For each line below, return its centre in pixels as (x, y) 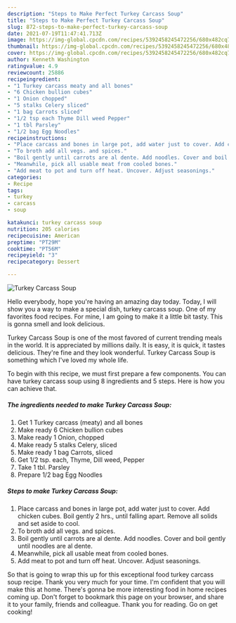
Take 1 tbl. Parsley (44, 467)
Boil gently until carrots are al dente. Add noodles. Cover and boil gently (122, 538)
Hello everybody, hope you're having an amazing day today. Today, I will (112, 302)
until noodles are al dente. (55, 546)
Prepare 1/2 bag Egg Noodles (60, 475)
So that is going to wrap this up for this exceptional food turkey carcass (111, 574)
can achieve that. (32, 388)
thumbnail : (23, 46)
